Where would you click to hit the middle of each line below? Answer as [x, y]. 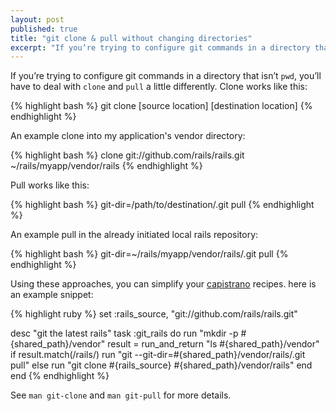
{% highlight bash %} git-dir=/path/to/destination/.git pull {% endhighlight [162, 205]
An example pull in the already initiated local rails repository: [134, 235]
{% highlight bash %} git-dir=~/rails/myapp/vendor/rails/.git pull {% [149, 254]
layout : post [37, 19]
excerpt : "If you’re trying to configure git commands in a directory [160, 47]
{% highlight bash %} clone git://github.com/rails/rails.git [127, 155]
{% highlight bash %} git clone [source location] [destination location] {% [161, 106]
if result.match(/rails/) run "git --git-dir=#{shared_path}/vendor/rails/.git [158, 355]
